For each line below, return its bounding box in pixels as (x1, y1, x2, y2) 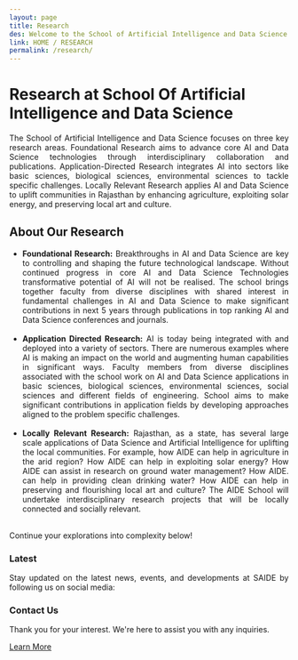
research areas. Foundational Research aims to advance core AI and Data (9, 142, 289, 153)
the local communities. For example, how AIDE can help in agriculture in (21, 447, 289, 457)
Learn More (9, 641, 52, 652)
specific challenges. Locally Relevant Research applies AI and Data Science (9, 180, 289, 191)
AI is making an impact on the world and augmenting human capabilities (21, 352, 289, 363)
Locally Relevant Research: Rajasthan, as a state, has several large (21, 428, 289, 439)
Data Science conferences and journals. (21, 314, 169, 325)
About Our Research (9, 224, 124, 240)
